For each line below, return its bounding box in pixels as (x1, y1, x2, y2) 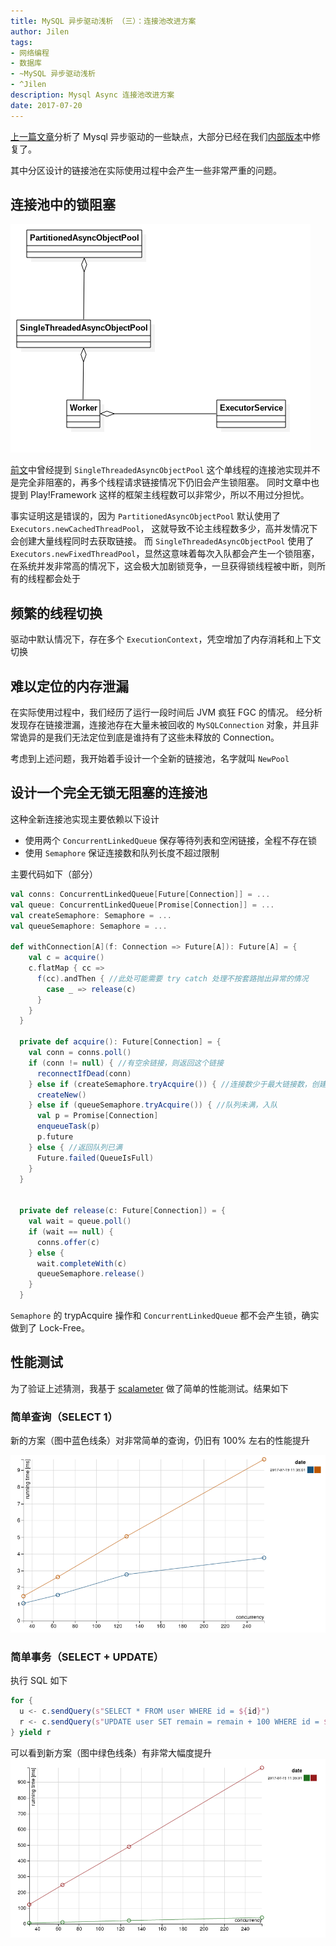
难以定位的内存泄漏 (10, 678, 129, 695)
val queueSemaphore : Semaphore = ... (10, 921, 168, 931)
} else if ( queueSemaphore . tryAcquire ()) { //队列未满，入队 (28, 1100, 278, 1110)
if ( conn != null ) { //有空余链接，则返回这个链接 (28, 1058, 224, 1068)
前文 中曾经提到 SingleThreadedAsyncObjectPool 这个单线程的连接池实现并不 (10, 464, 321, 476)
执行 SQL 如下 (10, 1675, 68, 1687)
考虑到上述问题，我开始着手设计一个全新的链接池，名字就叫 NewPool (10, 753, 290, 765)
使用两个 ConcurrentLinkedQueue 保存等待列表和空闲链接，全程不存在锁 (24, 834, 318, 846)
